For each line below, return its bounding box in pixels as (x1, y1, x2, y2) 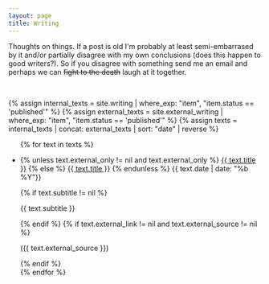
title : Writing (8, 19, 59, 27)
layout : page (8, 11, 52, 20)
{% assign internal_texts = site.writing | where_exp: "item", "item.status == (8, 98, 255, 108)
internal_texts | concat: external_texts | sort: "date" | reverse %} (8, 124, 219, 134)
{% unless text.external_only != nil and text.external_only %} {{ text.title (19, 154, 256, 165)
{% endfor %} (19, 267, 67, 277)
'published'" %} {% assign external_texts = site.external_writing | (8, 106, 223, 117)
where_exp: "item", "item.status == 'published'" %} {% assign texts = (8, 115, 238, 125)
